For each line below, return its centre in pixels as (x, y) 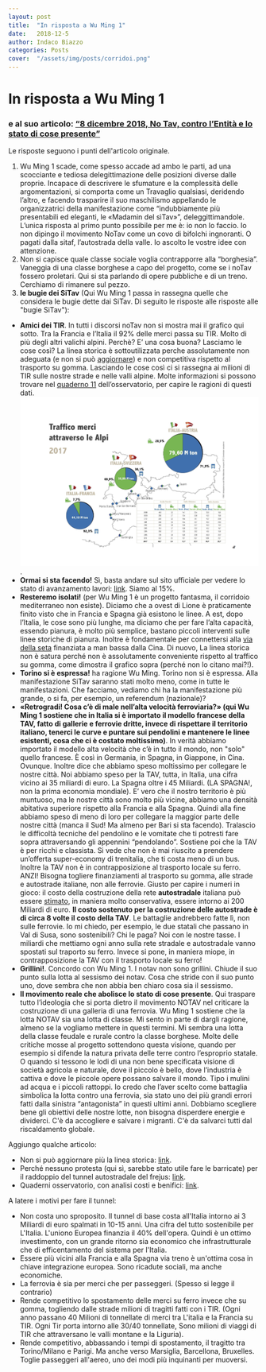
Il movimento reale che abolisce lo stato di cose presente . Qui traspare (137, 994)
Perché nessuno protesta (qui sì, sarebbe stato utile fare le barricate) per (139, 1169)
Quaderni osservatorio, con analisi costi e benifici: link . (109, 1185)
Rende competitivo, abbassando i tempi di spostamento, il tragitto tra (133, 1343)
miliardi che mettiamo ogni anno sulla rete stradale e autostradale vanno (137, 944)
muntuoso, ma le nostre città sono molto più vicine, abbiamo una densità (139, 800)
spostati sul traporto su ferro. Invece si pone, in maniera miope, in (127, 952)
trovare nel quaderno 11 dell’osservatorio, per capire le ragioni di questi (135, 385)
